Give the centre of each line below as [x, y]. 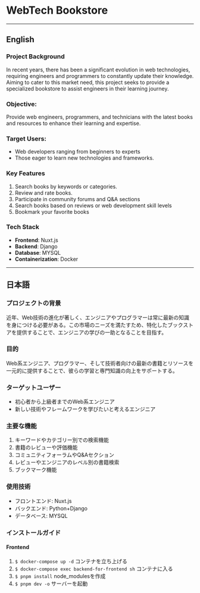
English [20, 40]
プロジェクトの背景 [34, 303]
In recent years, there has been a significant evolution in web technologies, [98, 70]
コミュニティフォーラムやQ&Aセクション [64, 455]
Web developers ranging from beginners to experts [78, 152]
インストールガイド [34, 532]
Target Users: [26, 139]
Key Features [26, 173]
